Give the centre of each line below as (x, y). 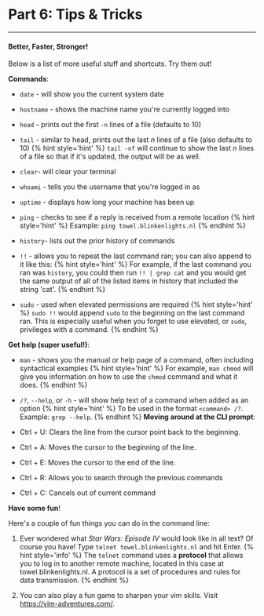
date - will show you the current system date (92, 94)
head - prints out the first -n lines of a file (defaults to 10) (110, 125)
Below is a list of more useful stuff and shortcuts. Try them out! (110, 64)
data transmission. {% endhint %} (74, 580)
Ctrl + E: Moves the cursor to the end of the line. (97, 463)
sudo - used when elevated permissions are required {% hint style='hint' (136, 304)
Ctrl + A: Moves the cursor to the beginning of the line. (108, 447)
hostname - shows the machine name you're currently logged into (125, 109)
